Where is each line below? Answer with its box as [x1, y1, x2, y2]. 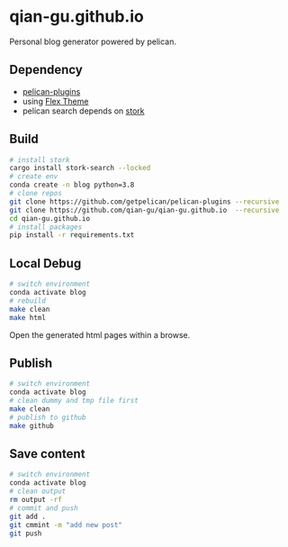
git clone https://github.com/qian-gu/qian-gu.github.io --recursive [9, 205, 280, 214]
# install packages [9, 223, 83, 232]
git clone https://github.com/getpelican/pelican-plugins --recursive [9, 196, 280, 206]
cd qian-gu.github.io [9, 214, 91, 223]
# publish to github [9, 413, 87, 422]
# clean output [9, 487, 67, 497]
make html [9, 313, 47, 322]
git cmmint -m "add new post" [9, 520, 123, 529]
